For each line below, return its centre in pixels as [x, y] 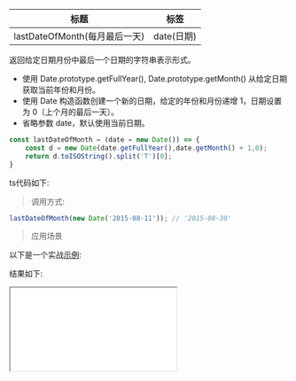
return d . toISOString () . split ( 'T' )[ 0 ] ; [99, 156]
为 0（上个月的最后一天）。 [70, 112]
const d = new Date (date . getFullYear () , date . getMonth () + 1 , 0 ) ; [146, 148]
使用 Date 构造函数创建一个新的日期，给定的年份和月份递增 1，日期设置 [152, 101]
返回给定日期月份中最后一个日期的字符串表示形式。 [102, 60]
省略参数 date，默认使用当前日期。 [86, 123]
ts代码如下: [29, 183]
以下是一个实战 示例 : [46, 255]
